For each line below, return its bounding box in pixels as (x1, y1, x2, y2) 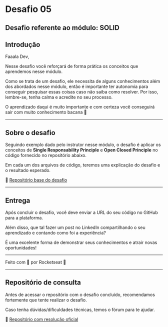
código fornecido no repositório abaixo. (5, 152, 86, 158)
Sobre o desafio (5, 128, 56, 137)
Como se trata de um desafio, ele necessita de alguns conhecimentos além (5, 78, 160, 84)
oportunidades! (5, 245, 36, 251)
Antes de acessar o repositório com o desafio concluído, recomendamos (5, 291, 155, 297)
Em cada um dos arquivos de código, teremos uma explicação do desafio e (5, 162, 160, 168)
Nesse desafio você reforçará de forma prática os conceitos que (5, 63, 138, 69)
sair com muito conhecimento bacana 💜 (5, 109, 87, 115)
